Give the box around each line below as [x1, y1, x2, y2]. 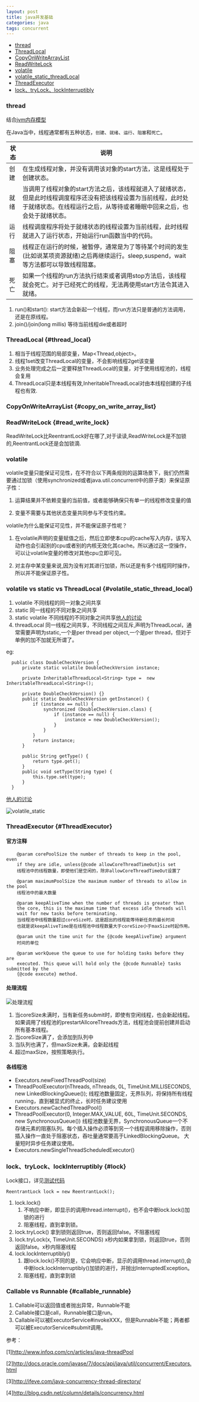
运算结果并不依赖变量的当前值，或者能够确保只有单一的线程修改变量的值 [14, 497, 191, 504]
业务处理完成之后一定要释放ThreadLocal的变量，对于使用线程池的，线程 [14, 365, 191, 372]
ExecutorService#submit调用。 [30, 1324, 107, 1331]
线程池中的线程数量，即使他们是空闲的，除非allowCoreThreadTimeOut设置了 [17, 868, 181, 874]
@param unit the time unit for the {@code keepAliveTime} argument [17, 933, 187, 939]
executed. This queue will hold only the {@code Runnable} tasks [17, 961, 182, 967]
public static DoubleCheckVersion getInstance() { [21, 696, 150, 702]
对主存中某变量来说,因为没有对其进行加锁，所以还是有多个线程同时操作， [14, 562, 193, 569]
